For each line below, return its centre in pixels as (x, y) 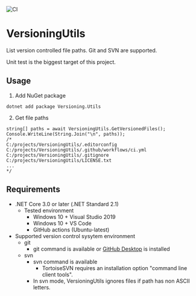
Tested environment (49, 210)
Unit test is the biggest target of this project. (61, 62)
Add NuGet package (40, 95)
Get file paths (32, 118)
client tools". (58, 274)
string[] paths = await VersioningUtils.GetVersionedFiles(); (86, 129)
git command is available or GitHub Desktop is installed (101, 249)
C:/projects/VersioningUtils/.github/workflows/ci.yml (77, 150)
